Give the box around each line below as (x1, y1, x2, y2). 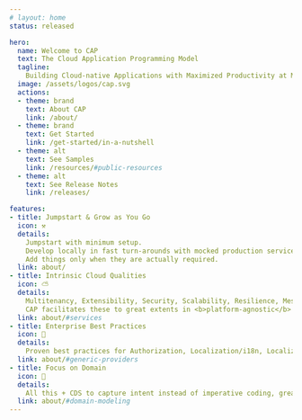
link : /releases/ (25, 188, 91, 198)
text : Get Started (25, 130, 94, 139)
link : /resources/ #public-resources (25, 163, 164, 172)
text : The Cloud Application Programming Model (17, 55, 200, 64)
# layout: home (9, 13, 67, 22)
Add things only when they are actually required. (25, 255, 219, 264)
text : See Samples (25, 155, 94, 164)
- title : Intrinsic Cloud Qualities (9, 272, 147, 281)
